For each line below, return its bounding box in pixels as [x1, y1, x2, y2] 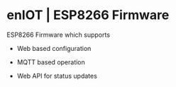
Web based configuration [16, 44, 92, 52]
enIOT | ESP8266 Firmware [6, 7, 170, 23]
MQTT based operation [16, 57, 86, 66]
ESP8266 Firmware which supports [6, 30, 111, 39]
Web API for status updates [16, 71, 97, 80]
